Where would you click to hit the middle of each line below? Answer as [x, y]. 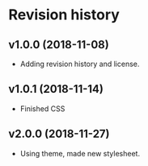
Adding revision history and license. [80, 64]
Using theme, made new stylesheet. [80, 153]
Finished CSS [42, 108]
